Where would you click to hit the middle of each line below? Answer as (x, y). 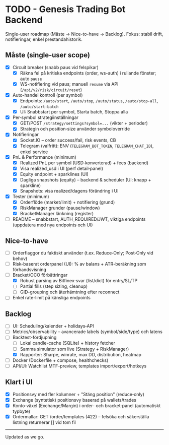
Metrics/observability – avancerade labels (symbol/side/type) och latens (87, 332)
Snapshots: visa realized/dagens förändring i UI (69, 190)
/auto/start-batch (39, 107)
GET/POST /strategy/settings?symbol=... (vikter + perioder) (84, 123)
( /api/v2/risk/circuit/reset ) (51, 90)
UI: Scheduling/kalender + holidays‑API (53, 326)
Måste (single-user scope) (48, 55)
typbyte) (21, 411)
